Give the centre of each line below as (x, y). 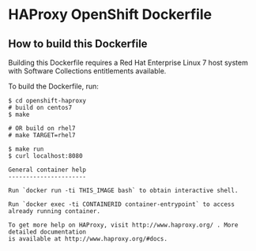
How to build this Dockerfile (78, 44)
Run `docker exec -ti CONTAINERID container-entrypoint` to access (122, 204)
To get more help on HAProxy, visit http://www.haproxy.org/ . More (123, 225)
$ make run (26, 149)
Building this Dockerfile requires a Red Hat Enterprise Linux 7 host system (128, 62)
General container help (47, 170)
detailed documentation (47, 232)
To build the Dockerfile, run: (53, 86)
